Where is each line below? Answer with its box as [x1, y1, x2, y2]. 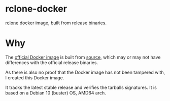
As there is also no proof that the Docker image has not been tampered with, [5, 69, 165, 75]
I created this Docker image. [5, 74, 64, 81]
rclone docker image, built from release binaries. [5, 20, 107, 26]
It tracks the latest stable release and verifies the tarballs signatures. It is [5, 84, 157, 90]
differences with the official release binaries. [5, 59, 98, 66]
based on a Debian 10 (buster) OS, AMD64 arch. [5, 89, 107, 96]
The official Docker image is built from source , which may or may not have [5, 54, 161, 60]
